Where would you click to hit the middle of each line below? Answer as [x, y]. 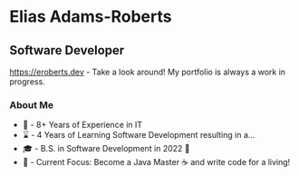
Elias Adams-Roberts [91, 17]
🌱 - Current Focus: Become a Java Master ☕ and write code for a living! [156, 162]
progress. [27, 82]
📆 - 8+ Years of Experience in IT [82, 125]
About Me [32, 104]
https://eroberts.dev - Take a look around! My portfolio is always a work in [148, 72]
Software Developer [67, 50]
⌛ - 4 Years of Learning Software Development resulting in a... [139, 135]
